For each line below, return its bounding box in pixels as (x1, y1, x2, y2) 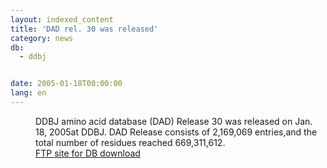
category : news (10, 33, 74, 43)
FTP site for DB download (35, 147, 141, 159)
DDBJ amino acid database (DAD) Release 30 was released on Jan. (35, 115, 313, 127)
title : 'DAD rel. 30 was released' (10, 24, 159, 34)
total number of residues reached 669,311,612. (35, 136, 226, 148)
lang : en (10, 88, 47, 98)
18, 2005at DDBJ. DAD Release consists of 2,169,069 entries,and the (35, 126, 318, 138)
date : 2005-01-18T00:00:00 (10, 79, 123, 89)
